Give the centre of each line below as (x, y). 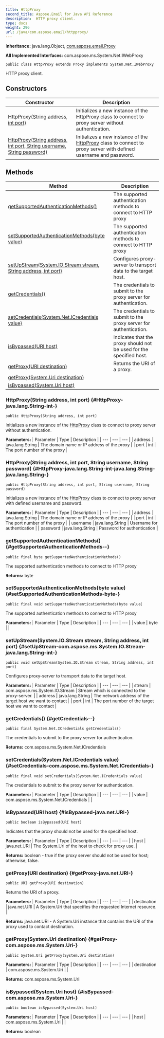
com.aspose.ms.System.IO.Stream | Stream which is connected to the (75, 691)
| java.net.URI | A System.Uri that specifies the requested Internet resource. (81, 907)
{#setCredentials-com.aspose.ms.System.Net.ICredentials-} (80, 766)
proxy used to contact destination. (40, 927)
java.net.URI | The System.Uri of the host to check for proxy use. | (72, 846)
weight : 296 (18, 28)
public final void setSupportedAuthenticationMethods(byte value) (74, 604)
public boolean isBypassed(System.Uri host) (51, 1008)
